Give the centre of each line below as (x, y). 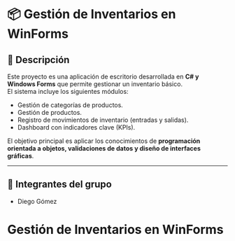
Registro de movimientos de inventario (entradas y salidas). (103, 120)
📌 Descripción (38, 60)
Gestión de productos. (50, 112)
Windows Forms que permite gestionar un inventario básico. (95, 84)
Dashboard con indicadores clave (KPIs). (76, 127)
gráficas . (21, 156)
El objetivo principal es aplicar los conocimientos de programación (104, 141)
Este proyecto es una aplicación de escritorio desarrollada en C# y (103, 76)
